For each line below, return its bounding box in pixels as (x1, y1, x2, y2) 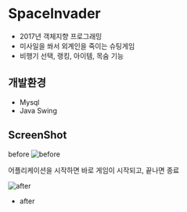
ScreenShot (8, 128, 67, 142)
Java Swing (19, 106, 57, 115)
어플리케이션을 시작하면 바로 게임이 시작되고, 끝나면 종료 (8, 165, 180, 174)
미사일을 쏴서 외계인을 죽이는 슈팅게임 (19, 41, 135, 51)
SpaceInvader (8, 5, 101, 23)
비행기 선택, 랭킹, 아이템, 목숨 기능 (19, 51, 124, 60)
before (8, 149, 30, 159)
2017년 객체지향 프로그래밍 (19, 31, 102, 41)
